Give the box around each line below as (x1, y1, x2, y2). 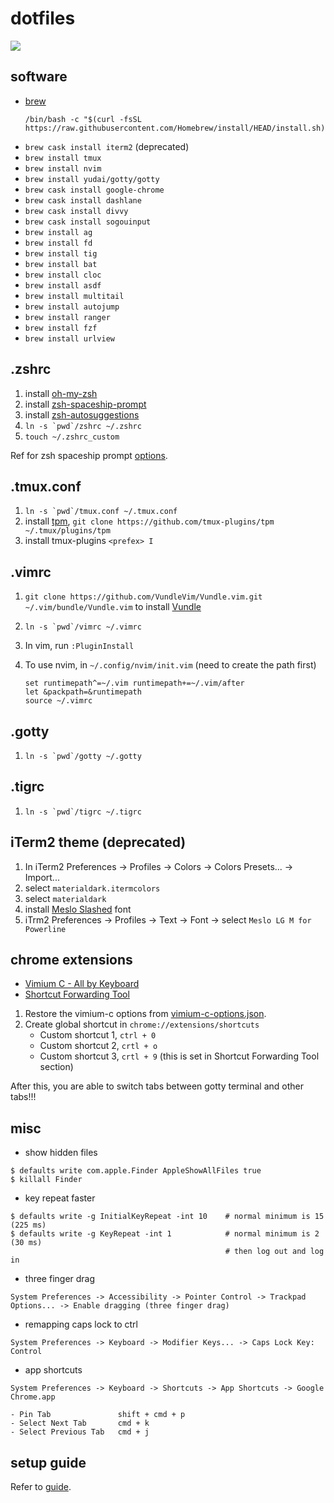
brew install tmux (24, 153, 102, 163)
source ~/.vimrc (24, 696, 93, 706)
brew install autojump (24, 302, 120, 312)
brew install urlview (24, 333, 115, 344)
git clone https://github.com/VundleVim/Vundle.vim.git (24, 592, 263, 602)
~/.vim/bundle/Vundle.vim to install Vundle (24, 601, 202, 613)
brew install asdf (24, 280, 102, 291)
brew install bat (24, 259, 98, 269)
